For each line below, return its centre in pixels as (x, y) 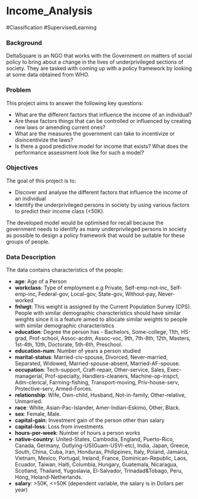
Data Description (31, 257)
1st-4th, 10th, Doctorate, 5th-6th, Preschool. (68, 345)
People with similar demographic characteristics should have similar (98, 313)
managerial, (29, 376)
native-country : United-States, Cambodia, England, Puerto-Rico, (94, 439)
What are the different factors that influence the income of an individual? (103, 115)
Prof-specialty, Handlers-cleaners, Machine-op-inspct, (112, 376)
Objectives (22, 168)
